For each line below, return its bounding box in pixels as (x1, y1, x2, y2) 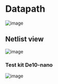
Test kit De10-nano (5, 61, 53, 68)
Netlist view (5, 35, 44, 44)
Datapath (5, 3, 46, 15)
